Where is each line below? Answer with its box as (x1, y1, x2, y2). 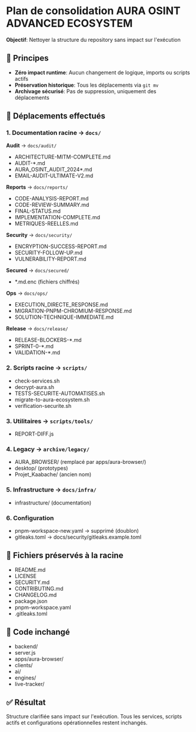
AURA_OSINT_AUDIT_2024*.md (14, 166, 92, 173)
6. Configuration (6, 514, 54, 522)
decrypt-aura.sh (14, 383, 55, 390)
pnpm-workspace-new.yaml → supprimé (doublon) (14, 527, 139, 534)
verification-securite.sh (14, 402, 72, 409)
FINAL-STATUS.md (14, 207, 61, 215)
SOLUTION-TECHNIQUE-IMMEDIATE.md (14, 314, 114, 321)
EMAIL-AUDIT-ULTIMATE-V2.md (14, 172, 94, 179)
